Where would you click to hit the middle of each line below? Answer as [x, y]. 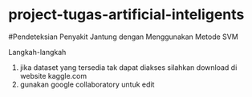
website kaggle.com [53, 76]
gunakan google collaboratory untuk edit [87, 84]
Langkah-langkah [37, 52]
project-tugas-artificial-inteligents [126, 15]
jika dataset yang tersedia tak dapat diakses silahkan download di [128, 67]
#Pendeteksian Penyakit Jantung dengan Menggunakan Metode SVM [123, 37]
